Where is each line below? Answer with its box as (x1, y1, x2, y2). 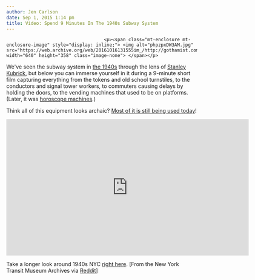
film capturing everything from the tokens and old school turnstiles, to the (6, 76, 190, 84)
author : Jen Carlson (6, 8, 59, 15)
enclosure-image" (6, 42, 50, 48)
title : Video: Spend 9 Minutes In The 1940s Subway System (6, 20, 159, 26)
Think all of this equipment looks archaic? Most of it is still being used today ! (6, 107, 197, 115)
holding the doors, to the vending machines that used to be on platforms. (6, 89, 188, 96)
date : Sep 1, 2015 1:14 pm (6, 15, 75, 21)
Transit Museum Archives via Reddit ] (6, 267, 98, 275)
